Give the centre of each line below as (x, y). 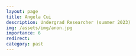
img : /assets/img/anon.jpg (39, 28)
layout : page (22, 11)
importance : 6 (24, 33)
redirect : (18, 38)
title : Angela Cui (29, 17)
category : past (25, 44)
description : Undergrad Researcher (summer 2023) (69, 22)
